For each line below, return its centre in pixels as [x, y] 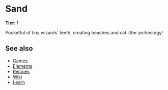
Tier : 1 [12, 23]
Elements [22, 66]
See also [19, 49]
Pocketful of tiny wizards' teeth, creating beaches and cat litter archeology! [84, 32]
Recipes [21, 71]
